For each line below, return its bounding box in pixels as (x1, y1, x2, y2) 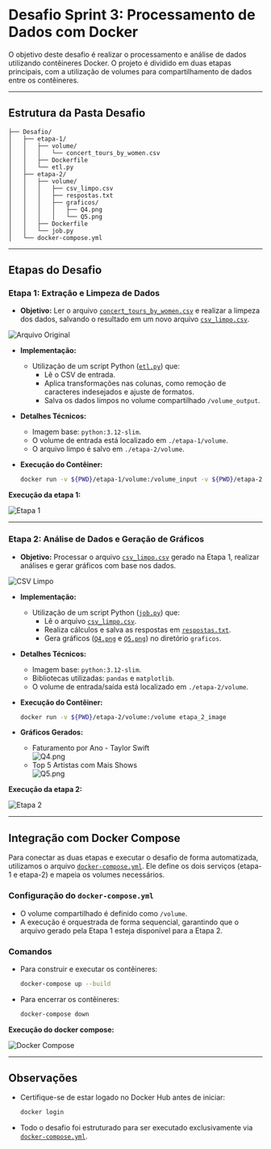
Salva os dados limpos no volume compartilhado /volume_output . (44, 396, 261, 406)
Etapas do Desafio (8, 263, 102, 277)
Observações (8, 1071, 78, 1085)
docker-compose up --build (19, 979, 111, 987)
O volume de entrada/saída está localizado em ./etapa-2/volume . (31, 681, 248, 692)
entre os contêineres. (8, 75, 79, 85)
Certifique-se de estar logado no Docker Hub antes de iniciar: (19, 1092, 226, 1102)
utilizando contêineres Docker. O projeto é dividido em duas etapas (8, 58, 232, 68)
